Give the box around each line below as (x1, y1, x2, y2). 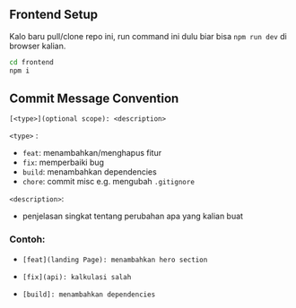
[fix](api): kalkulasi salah (22, 272, 132, 281)
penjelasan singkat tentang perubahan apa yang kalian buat (22, 210, 244, 222)
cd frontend (9, 57, 54, 66)
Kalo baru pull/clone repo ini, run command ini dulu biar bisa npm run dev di (9, 30, 287, 41)
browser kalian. (9, 40, 66, 51)
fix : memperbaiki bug (22, 157, 105, 168)
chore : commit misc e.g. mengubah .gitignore (22, 176, 196, 187)
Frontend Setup (9, 7, 99, 22)
